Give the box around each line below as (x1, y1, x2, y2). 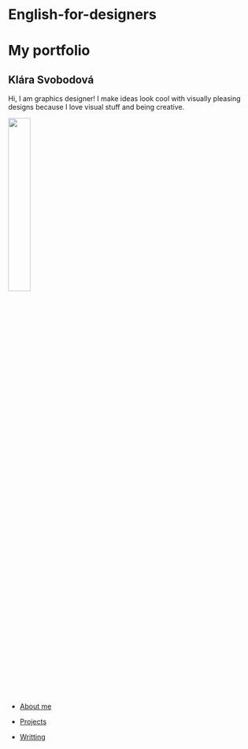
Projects (19, 717, 47, 727)
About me (19, 702, 52, 711)
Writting (19, 732, 46, 742)
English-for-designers (8, 6, 157, 24)
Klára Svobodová (8, 73, 94, 86)
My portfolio (8, 42, 91, 60)
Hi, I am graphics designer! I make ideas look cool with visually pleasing (8, 94, 242, 103)
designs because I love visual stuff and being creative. (8, 103, 185, 112)
